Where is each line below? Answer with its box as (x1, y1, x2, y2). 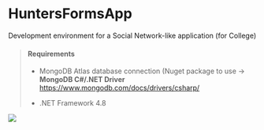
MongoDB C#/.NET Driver (39, 75, 125, 84)
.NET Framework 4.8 (39, 98, 106, 108)
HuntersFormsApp (8, 5, 132, 23)
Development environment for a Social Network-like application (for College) (8, 31, 257, 40)
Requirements (27, 49, 75, 58)
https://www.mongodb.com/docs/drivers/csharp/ (39, 84, 200, 93)
